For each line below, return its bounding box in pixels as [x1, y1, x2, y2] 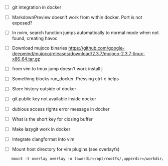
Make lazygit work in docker [12, 126, 71, 132]
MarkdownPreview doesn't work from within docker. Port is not [12, 15, 142, 21]
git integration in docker [12, 5, 62, 10]
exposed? [12, 20, 33, 26]
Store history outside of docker [12, 86, 76, 92]
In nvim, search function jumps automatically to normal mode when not [12, 30, 159, 36]
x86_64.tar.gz [12, 56, 41, 62]
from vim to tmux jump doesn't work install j [12, 66, 103, 72]
